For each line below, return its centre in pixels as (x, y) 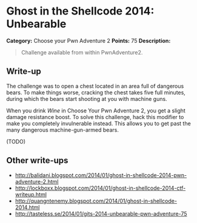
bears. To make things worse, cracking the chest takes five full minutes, (96, 92)
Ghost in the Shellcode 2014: (80, 11)
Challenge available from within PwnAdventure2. (82, 52)
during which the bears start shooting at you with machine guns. (87, 99)
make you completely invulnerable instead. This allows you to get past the (98, 123)
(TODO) (16, 141)
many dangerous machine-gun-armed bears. (63, 130)
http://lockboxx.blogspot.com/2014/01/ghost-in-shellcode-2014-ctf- (100, 188)
